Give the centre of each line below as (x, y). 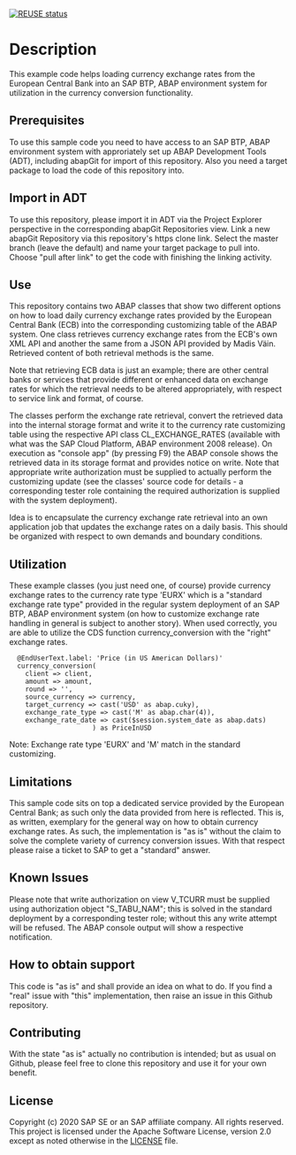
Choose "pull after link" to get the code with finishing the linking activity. (140, 257)
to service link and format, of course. (76, 399)
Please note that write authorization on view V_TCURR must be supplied (140, 899)
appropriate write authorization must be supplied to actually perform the (140, 472)
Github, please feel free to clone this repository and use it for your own (138, 1064)
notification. (31, 937)
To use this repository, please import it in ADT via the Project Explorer (136, 219)
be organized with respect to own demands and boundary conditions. (136, 537)
